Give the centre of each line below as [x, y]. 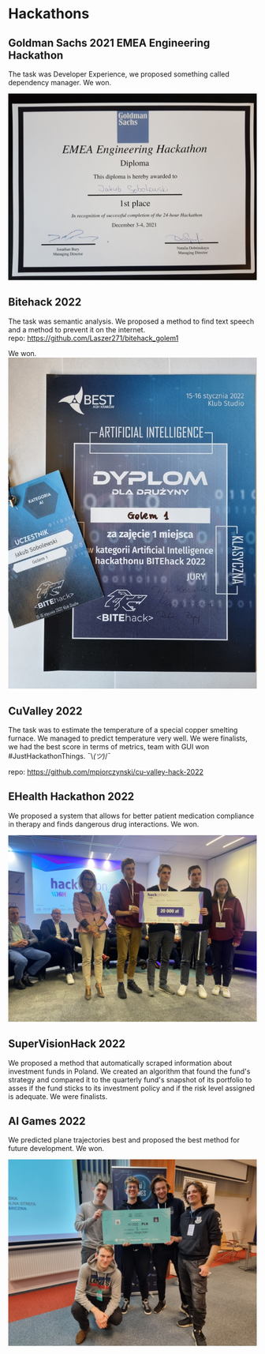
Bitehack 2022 [45, 302]
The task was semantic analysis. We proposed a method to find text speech [131, 321]
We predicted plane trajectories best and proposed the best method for [124, 1140]
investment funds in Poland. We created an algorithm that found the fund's [129, 1071]
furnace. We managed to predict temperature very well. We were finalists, [128, 738]
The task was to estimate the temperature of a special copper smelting [123, 730]
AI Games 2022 [47, 1121]
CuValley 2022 [45, 711]
